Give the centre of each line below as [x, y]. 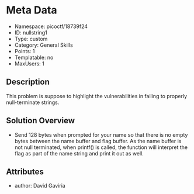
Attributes [25, 172]
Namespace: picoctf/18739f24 [51, 26]
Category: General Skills [44, 45]
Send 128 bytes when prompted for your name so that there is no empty [101, 134]
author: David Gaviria [40, 186]
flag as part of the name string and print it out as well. [79, 153]
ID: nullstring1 [31, 32]
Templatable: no [34, 57]
